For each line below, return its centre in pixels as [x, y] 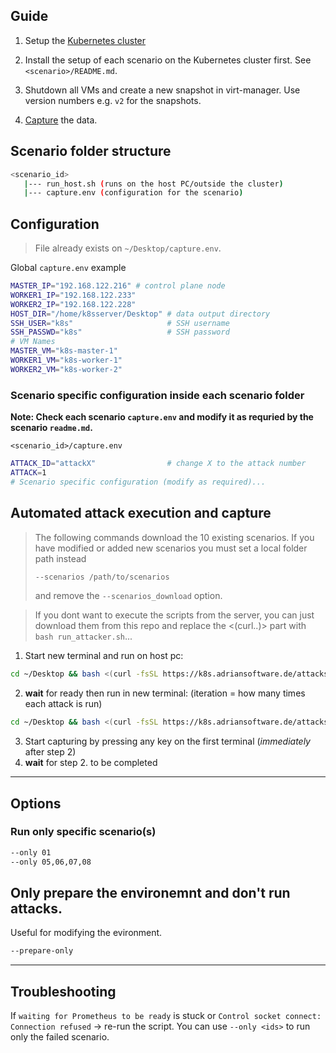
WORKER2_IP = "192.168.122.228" [73, 304]
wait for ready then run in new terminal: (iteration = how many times [165, 693]
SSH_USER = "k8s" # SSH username [120, 323]
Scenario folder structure [91, 151]
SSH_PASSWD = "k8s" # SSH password [120, 332]
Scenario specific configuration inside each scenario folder [157, 395]
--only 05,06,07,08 [51, 862]
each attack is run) [63, 704]
